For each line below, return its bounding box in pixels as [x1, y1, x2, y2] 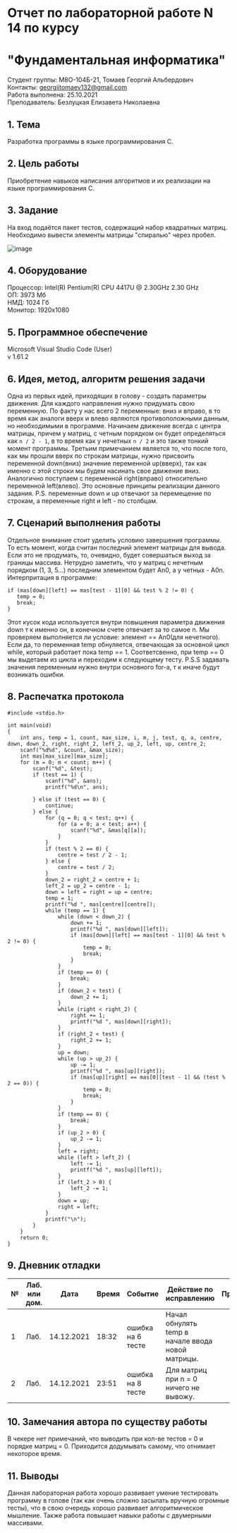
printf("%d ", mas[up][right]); [70, 1067, 166, 1074]
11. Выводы [7, 1470, 59, 1482]
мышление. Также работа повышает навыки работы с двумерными [7, 1511, 212, 1520]
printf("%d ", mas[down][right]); [70, 1018, 172, 1025]
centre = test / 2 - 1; [57, 852, 128, 859]
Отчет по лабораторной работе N [7, 5, 214, 21]
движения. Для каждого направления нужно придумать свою [7, 399, 195, 407]
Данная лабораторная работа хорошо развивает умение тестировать [7, 1489, 219, 1497]
